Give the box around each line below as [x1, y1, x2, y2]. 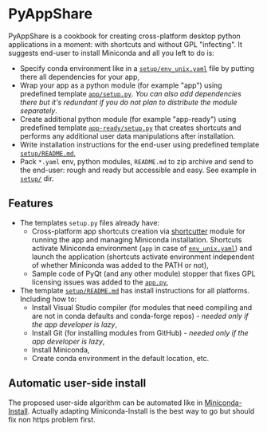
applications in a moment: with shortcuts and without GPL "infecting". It [8, 39, 243, 49]
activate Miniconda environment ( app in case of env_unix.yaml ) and [31, 243, 253, 253]
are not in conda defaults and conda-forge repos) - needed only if [31, 311, 249, 320]
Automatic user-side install [8, 376, 147, 391]
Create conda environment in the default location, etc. [31, 353, 210, 363]
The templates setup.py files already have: [19, 218, 160, 227]
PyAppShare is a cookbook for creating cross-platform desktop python [8, 31, 241, 41]
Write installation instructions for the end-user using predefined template [19, 139, 260, 149]
